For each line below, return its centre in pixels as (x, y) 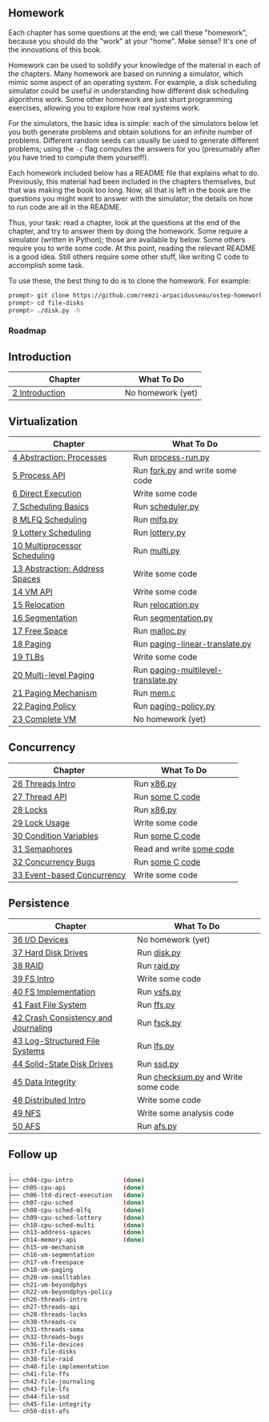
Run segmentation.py (173, 618)
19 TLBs (28, 657)
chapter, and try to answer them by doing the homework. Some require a (128, 231)
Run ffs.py (156, 1004)
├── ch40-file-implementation (59, 1367)
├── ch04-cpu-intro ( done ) (77, 1181)
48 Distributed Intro (49, 1100)
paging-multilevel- (186, 670)
